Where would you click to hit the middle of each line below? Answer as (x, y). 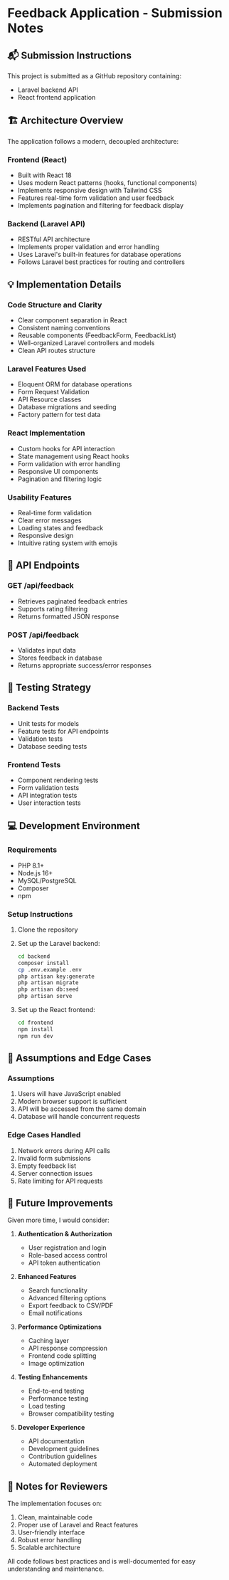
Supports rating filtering (53, 609)
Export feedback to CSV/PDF (71, 1306)
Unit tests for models (48, 723)
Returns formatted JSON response (68, 616)
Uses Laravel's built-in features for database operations (99, 255)
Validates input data (47, 650)
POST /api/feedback (43, 635)
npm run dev (35, 1036)
